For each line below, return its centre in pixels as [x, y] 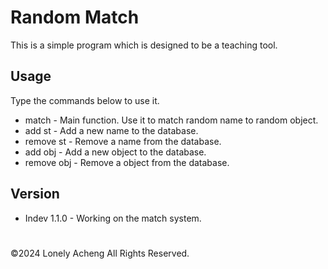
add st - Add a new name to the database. [111, 130]
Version [35, 194]
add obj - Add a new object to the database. [115, 152]
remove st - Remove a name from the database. [123, 141]
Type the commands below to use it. [85, 100]
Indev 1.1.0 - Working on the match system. [113, 218]
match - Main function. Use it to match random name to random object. [171, 120]
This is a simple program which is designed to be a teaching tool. [144, 45]
